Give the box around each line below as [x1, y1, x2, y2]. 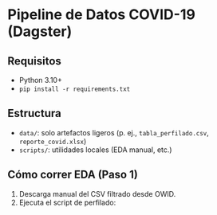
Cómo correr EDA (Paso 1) [7, 168, 139, 182]
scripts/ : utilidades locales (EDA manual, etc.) [18, 145, 172, 154]
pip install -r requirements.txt [18, 85, 131, 93]
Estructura [7, 107, 61, 120]
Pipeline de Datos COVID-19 [7, 6, 196, 24]
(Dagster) [7, 22, 73, 41]
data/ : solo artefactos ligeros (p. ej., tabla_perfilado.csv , [18, 127, 209, 137]
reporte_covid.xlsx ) [18, 136, 87, 146]
